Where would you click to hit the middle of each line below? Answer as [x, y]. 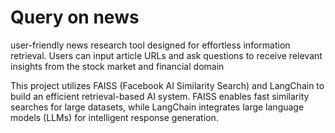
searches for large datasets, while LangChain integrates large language [157, 107]
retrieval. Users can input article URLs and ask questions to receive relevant [166, 55]
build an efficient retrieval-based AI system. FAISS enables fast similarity [160, 96]
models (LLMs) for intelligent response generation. [114, 117]
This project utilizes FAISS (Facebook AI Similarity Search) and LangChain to [167, 85]
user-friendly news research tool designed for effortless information [150, 45]
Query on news [75, 17]
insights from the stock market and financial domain [117, 66]
